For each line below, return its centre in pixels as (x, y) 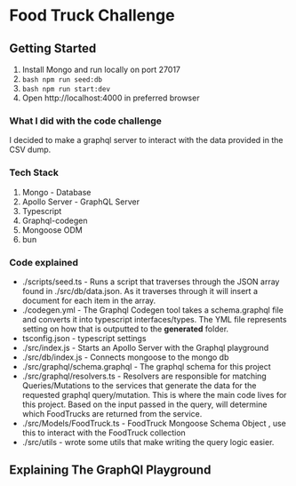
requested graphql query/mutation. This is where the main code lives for (154, 394)
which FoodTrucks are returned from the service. (112, 413)
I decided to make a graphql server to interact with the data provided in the (146, 140)
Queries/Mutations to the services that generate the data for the (139, 385)
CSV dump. (30, 150)
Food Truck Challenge (92, 16)
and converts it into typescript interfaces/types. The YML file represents (154, 319)
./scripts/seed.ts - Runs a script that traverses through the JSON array (151, 282)
